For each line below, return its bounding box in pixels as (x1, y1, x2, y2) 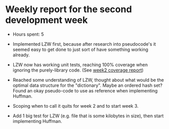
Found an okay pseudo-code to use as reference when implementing (12, 87, 158, 93)
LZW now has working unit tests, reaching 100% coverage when (12, 61, 148, 68)
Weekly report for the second (5, 4, 132, 15)
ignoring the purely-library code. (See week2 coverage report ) (12, 67, 144, 73)
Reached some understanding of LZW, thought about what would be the (12, 77, 164, 83)
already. (12, 52, 30, 58)
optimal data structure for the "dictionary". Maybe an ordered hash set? (12, 82, 163, 88)
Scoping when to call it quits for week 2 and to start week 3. (12, 103, 139, 109)
